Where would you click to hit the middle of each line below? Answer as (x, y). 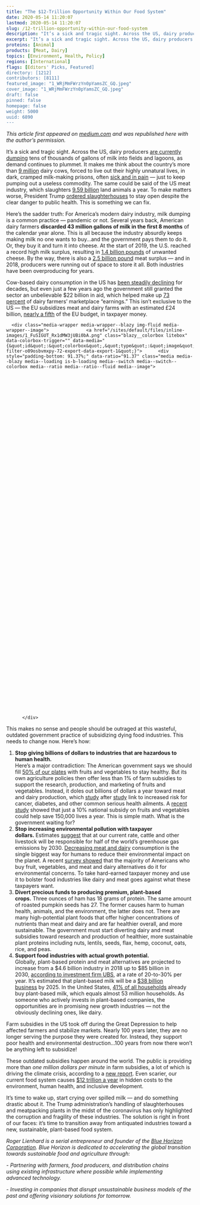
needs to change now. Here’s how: (49, 741)
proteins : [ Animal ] (30, 45)
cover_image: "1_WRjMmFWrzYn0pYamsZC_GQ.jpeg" (65, 89)
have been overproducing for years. (50, 271)
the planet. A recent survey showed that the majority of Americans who (102, 861)
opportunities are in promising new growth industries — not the (92, 1006)
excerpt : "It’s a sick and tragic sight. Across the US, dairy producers (100, 39)
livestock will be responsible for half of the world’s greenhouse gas (97, 841)
